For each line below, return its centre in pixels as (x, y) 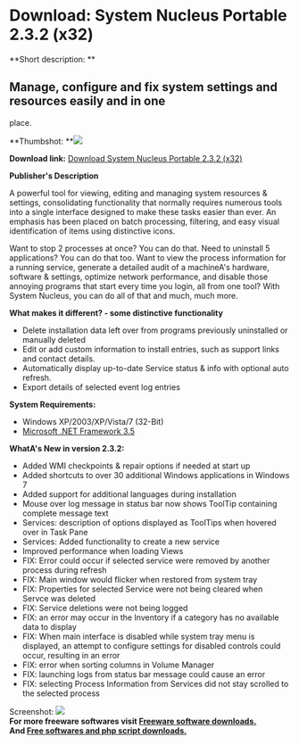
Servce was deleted (59, 598)
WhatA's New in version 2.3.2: (67, 448)
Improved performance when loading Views (103, 550)
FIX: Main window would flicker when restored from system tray (140, 579)
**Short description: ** (52, 59)
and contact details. (58, 359)
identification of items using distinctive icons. (92, 231)
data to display (50, 626)
